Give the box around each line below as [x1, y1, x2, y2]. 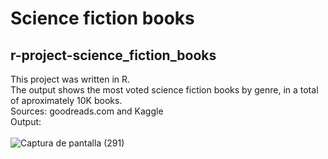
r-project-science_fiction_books [10, 47, 217, 64]
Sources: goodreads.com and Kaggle [10, 105, 164, 117]
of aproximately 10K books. [10, 95, 123, 106]
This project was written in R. [10, 73, 131, 85]
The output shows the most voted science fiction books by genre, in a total [10, 84, 319, 96]
